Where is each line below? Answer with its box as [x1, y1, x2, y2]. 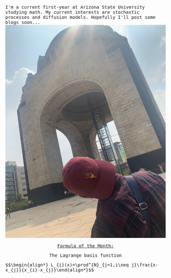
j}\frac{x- [131, 262, 159, 268]
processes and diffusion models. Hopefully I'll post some [5, 15, 156, 20]
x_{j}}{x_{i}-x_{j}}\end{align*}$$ [5, 267, 94, 273]
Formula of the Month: [57, 243, 114, 249]
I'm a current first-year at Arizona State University [5, 5, 145, 10]
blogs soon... [5, 20, 41, 25]
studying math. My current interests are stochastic [5, 10, 140, 15]
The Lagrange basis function [49, 253, 122, 258]
